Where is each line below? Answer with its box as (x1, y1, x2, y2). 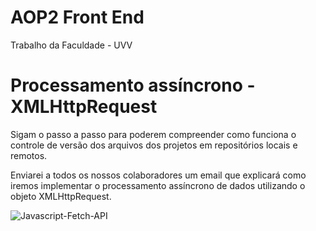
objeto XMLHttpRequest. (10, 190, 112, 202)
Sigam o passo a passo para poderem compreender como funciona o (10, 128, 297, 140)
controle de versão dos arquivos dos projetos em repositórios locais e (10, 139, 298, 151)
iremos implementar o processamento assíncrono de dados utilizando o (10, 179, 306, 191)
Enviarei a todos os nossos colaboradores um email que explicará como (10, 169, 307, 181)
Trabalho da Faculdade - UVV (10, 39, 133, 51)
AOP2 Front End (10, 6, 145, 29)
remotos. (10, 149, 48, 161)
